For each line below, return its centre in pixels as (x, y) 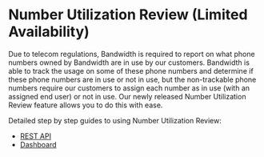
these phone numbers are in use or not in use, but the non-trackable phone (132, 79)
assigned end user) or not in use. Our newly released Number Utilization (127, 96)
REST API (36, 136)
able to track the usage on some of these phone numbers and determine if (131, 70)
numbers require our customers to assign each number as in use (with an (129, 88)
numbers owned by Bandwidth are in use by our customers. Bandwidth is (129, 62)
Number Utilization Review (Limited (128, 15)
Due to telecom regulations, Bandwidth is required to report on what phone (132, 54)
